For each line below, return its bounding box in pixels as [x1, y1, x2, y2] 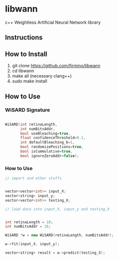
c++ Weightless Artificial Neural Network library [5, 19, 101, 25]
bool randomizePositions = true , [20, 144, 84, 150]
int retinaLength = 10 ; [5, 219, 53, 225]
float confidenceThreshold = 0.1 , [20, 136, 86, 140]
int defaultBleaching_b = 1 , [20, 140, 75, 145]
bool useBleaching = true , [20, 131, 70, 136]
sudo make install [12, 78, 48, 84]
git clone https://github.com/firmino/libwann [12, 63, 101, 69]
